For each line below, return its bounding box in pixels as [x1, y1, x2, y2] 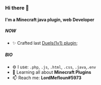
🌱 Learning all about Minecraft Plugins [12, 69, 92, 75]
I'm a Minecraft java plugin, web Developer [5, 17, 95, 23]
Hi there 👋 [5, 4, 30, 11]
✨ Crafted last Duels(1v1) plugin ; [12, 40, 78, 46]
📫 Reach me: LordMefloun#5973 [12, 75, 82, 81]
